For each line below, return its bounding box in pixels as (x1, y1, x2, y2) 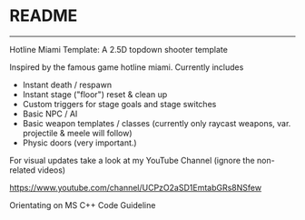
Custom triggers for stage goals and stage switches (22, 98, 217, 109)
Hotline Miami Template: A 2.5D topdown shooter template (9, 44, 229, 55)
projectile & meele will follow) (22, 127, 133, 138)
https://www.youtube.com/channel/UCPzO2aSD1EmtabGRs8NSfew (9, 182, 261, 193)
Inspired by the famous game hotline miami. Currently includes (9, 61, 244, 73)
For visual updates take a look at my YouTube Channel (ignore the (9, 155, 256, 165)
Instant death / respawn (22, 79, 112, 90)
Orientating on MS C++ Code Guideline (9, 199, 156, 210)
